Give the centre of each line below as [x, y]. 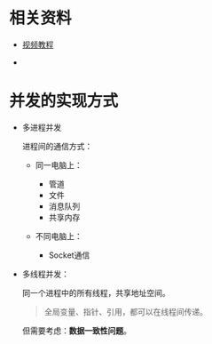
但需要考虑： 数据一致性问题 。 [76, 331]
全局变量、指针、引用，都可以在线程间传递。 [126, 311]
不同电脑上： [59, 236]
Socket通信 [69, 255]
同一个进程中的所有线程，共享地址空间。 [96, 292]
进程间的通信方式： [57, 146]
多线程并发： [45, 274]
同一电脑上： [59, 164]
